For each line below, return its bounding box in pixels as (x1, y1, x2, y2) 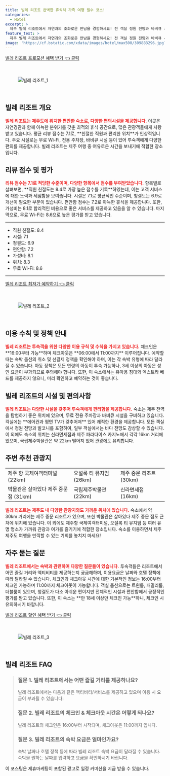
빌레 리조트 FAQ (5, 660, 53, 669)
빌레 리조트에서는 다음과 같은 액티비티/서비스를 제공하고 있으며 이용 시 (17, 689, 156, 695)
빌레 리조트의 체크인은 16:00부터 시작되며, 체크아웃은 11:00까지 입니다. (17, 722, 157, 728)
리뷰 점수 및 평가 (5, 165, 53, 174)
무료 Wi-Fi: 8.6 (12, 265, 43, 271)
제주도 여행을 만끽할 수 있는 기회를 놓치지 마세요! (5, 532, 101, 538)
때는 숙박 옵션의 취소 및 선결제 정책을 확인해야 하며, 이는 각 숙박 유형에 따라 (5, 356, 153, 363)
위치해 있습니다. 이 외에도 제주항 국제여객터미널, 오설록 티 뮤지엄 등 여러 (14, 519, 156, 525)
